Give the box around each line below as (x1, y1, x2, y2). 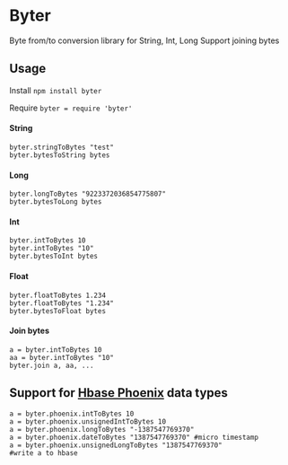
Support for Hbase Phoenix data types (9, 385, 229, 400)
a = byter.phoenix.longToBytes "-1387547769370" (9, 425, 195, 434)
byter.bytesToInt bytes (9, 252, 99, 261)
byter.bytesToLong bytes (9, 197, 102, 206)
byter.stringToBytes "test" (9, 143, 115, 152)
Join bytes (9, 325, 50, 337)
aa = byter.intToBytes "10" (9, 353, 115, 362)
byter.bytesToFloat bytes (9, 306, 106, 315)
